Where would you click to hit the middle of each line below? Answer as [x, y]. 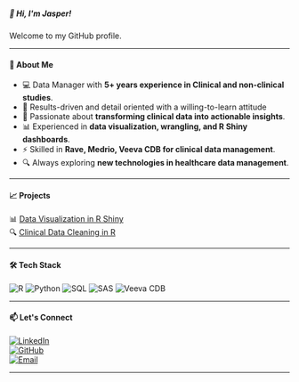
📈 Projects [30, 195]
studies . [37, 98]
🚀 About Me [31, 64]
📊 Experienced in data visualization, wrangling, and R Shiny [134, 126]
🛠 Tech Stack [35, 264]
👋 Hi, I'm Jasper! [40, 13]
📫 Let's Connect [41, 318]
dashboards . [46, 140]
